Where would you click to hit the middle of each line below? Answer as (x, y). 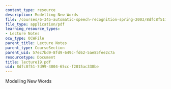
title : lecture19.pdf (28, 62)
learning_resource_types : (33, 29)
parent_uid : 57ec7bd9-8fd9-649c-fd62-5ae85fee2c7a (60, 52)
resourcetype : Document (31, 57)
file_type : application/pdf (35, 24)
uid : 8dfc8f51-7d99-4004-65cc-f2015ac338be (52, 67)
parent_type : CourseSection (35, 48)
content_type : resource (31, 10)
